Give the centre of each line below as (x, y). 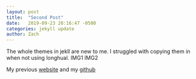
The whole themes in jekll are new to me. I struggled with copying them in (98, 51)
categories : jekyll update (40, 29)
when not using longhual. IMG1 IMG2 (52, 58)
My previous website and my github (51, 69)
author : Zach (23, 34)
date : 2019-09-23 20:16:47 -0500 (51, 23)
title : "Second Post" (35, 17)
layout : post (23, 12)
